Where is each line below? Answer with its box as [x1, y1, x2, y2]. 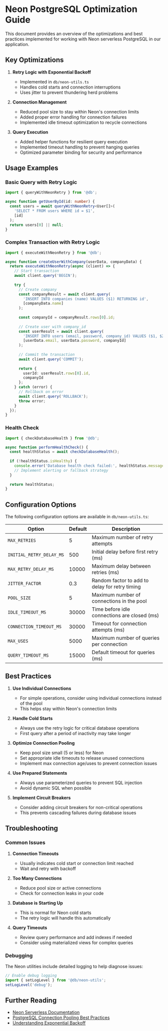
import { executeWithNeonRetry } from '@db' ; [5, 250, 101, 255]
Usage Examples [5, 164, 58, 172]
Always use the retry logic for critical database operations [19, 725, 139, 731]
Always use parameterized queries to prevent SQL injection [19, 780, 142, 786]
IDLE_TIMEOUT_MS [7, 610, 46, 615]
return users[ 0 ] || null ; [9, 222, 64, 227]
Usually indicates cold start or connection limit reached [19, 860, 134, 866]
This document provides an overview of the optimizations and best [5, 30, 143, 36]
